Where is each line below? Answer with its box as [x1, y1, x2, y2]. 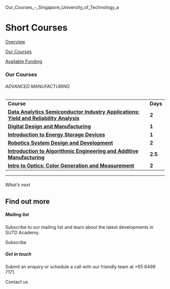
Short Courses [5, 22, 68, 33]
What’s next [5, 182, 30, 188]
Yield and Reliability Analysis [8, 115, 80, 122]
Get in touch [5, 251, 32, 257]
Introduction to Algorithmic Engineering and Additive [8, 148, 139, 155]
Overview [5, 38, 25, 45]
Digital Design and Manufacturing [8, 123, 91, 130]
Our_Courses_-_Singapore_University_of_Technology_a [5, 5, 119, 10]
